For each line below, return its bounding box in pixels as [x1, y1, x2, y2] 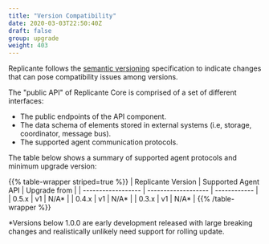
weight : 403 [8, 42, 48, 50]
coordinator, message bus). [19, 129, 112, 139]
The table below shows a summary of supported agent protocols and [8, 153, 237, 163]
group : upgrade [8, 34, 59, 43]
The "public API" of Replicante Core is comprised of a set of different [8, 87, 237, 97]
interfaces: [8, 96, 44, 106]
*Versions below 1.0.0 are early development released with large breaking [8, 218, 253, 228]
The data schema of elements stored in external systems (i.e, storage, [19, 120, 252, 130]
